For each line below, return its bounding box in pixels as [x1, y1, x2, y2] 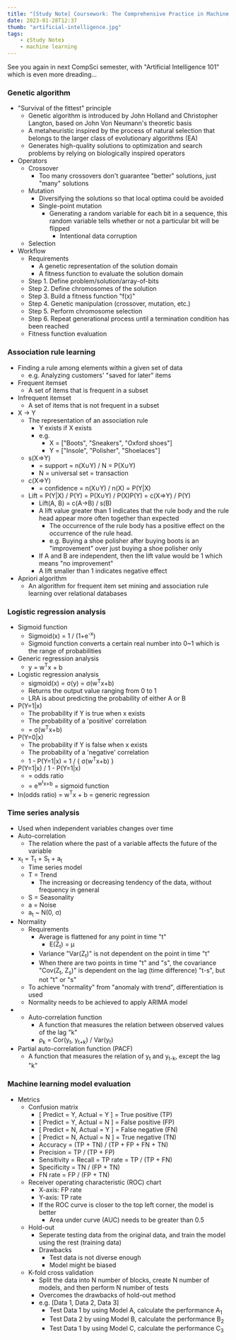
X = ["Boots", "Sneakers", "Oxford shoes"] [49, 438, 173, 447]
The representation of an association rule [28, 416, 148, 425]
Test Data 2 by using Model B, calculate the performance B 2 [49, 1315, 225, 1325]
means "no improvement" [38, 559, 114, 567]
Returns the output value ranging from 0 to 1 [28, 686, 157, 694]
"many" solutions [38, 179, 89, 188]
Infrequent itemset [17, 394, 72, 402]
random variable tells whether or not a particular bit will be [49, 217, 220, 225]
